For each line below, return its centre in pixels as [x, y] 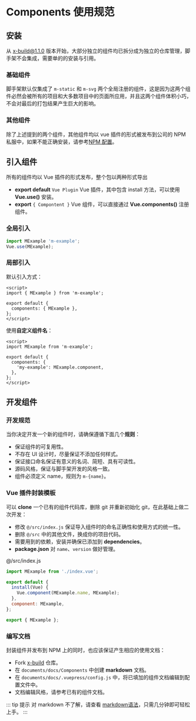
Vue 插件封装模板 [31, 493]
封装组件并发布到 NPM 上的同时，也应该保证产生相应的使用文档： [86, 650]
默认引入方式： [24, 277]
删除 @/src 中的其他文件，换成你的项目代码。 [69, 534]
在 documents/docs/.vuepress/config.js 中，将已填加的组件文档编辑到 [100, 677]
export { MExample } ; [33, 620]
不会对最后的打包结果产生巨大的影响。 [52, 104]
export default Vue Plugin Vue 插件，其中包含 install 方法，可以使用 [97, 190]
